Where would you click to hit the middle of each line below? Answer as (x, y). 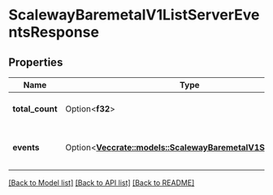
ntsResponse (54, 32)
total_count (35, 109)
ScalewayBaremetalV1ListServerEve (134, 15)
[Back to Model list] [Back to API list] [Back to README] (102, 183)
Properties (36, 62)
